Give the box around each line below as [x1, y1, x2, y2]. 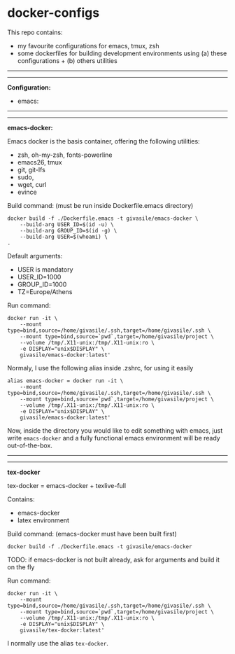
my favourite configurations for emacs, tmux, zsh [17, 41, 159, 50]
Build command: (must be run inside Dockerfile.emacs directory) [7, 201, 194, 209]
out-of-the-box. [7, 441, 52, 450]
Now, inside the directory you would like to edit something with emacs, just [7, 426, 223, 435]
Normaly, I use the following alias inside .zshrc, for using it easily [7, 363, 194, 372]
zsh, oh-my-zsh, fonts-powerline [17, 151, 113, 159]
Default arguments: [7, 251, 63, 260]
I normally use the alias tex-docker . [7, 639, 108, 647]
